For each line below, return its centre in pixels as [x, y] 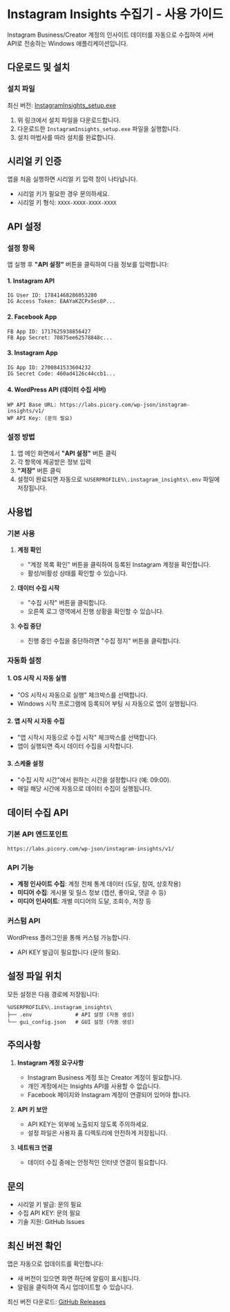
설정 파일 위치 [35, 976]
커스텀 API [24, 921]
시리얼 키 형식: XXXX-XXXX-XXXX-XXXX [67, 202]
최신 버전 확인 [35, 1246]
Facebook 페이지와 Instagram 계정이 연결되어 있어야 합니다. [109, 1095]
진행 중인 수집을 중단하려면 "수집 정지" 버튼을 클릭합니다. [104, 640]
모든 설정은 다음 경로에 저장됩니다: [53, 994]
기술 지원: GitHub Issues [51, 1222]
